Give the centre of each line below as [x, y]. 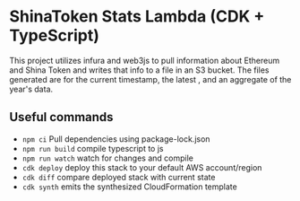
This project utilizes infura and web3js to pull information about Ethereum [145, 60]
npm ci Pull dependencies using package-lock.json [116, 139]
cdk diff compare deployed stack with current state [119, 177]
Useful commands [61, 117]
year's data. [31, 89]
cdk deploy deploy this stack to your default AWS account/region [142, 167]
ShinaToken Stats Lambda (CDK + [137, 17]
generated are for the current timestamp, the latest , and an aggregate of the [150, 79]
